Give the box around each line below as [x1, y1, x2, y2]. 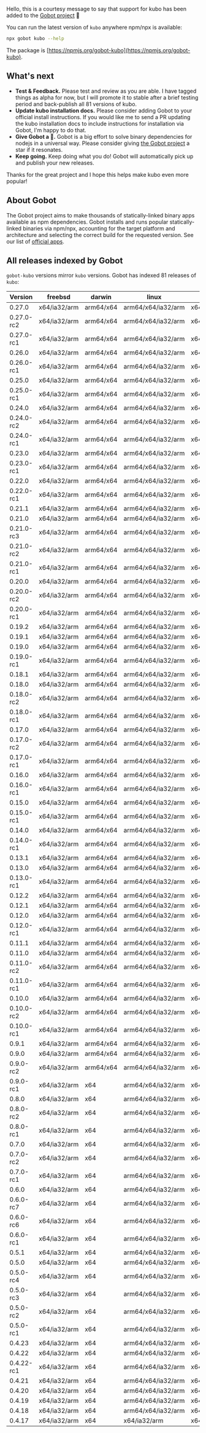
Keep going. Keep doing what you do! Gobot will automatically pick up [15, 152, 194, 160]
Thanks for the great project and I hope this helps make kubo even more [6, 171, 189, 178]
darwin [91, 293, 112, 302]
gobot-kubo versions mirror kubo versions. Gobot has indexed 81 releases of [6, 271, 196, 279]
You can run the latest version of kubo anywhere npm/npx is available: [6, 24, 183, 31]
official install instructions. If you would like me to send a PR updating [15, 113, 191, 120]
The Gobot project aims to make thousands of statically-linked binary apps [6, 211, 195, 219]
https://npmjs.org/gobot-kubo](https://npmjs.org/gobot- [48, 46, 191, 54]
